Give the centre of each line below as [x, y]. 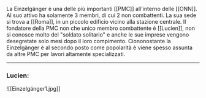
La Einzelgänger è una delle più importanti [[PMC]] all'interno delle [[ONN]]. [102, 9]
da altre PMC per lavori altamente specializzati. [66, 54]
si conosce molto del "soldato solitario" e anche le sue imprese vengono [98, 35]
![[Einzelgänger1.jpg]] [33, 89]
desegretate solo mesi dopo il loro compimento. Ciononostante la [89, 41]
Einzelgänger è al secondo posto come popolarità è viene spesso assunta [100, 47]
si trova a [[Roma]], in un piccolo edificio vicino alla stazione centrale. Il [96, 22]
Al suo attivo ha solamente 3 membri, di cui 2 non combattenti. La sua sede [101, 15]
